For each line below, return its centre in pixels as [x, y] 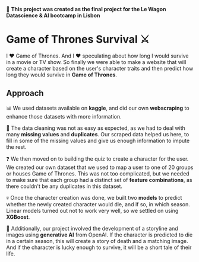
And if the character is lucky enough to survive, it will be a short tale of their [99, 247]
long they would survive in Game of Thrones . [62, 75]
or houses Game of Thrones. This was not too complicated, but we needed [98, 173]
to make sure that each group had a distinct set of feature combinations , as [99, 180]
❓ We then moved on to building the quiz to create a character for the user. [97, 159]
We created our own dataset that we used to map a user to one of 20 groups [100, 167]
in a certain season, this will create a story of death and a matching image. [97, 241]
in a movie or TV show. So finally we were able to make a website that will [96, 62]
